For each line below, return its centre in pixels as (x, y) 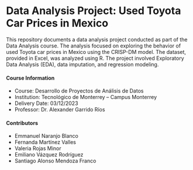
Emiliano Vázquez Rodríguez (49, 155)
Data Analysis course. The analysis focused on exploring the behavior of (94, 46)
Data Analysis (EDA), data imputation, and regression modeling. (82, 64)
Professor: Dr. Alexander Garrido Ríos (60, 110)
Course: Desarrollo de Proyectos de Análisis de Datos (79, 91)
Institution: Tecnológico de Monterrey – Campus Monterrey (85, 97)
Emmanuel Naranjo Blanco (46, 136)
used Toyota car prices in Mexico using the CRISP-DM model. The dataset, (96, 52)
